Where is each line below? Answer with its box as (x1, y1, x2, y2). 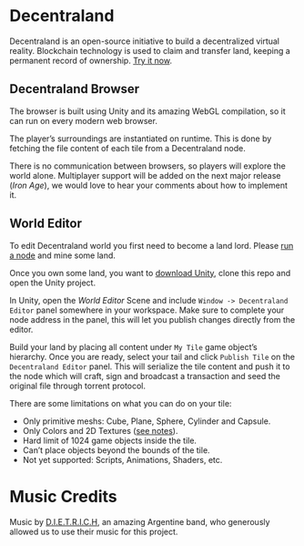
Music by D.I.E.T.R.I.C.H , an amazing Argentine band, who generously (9, 516, 270, 527)
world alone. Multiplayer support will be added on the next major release (9, 170, 281, 180)
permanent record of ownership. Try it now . (9, 55, 173, 66)
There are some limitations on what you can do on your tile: (9, 397, 232, 408)
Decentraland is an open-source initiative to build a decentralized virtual (9, 36, 280, 46)
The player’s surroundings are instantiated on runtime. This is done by (9, 133, 272, 144)
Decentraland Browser (9, 81, 140, 97)
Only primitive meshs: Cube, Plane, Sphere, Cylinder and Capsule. (22, 416, 271, 427)
